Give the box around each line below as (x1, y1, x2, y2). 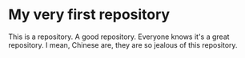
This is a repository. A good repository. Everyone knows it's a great (8, 32, 230, 41)
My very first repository (8, 6, 171, 24)
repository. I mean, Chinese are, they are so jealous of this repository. (8, 40, 238, 49)
